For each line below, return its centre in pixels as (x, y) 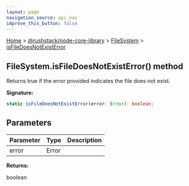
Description (84, 140)
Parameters (29, 123)
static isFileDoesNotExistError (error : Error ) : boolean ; (80, 104)
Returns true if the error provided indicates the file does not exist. (88, 81)
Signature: (20, 93)
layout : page (23, 12)
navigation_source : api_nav (42, 18)
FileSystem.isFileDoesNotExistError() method (95, 66)
